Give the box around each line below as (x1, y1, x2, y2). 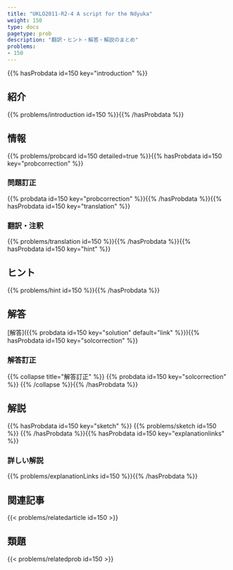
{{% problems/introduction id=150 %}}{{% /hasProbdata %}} (7, 110, 184, 118)
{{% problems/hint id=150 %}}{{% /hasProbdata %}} (7, 286, 160, 295)
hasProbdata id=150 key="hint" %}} (7, 244, 111, 254)
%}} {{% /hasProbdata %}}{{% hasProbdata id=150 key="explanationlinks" (7, 429, 225, 438)
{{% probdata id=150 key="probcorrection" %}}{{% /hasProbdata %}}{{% (7, 194, 222, 203)
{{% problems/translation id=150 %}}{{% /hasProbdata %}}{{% (7, 237, 191, 246)
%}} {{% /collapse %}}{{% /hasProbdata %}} (7, 380, 139, 389)
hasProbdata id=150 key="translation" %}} (7, 202, 131, 210)
